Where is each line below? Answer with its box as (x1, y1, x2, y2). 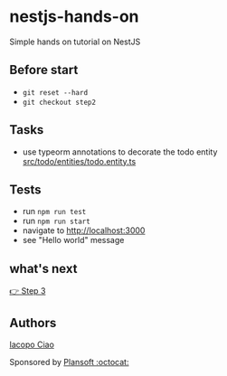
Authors (9, 315, 57, 331)
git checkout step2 (22, 98, 97, 107)
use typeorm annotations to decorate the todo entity (22, 146, 218, 157)
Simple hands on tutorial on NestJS (9, 36, 141, 47)
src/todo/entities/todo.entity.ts (22, 155, 137, 166)
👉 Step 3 (9, 286, 46, 296)
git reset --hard (22, 88, 89, 97)
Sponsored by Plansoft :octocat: (9, 357, 129, 367)
